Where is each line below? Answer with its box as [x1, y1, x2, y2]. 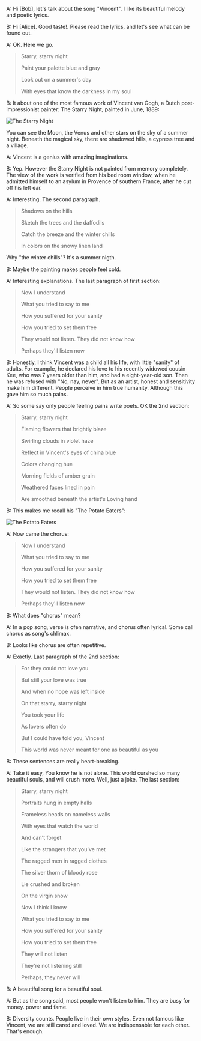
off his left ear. [6, 184, 42, 191]
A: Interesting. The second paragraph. [6, 196, 101, 203]
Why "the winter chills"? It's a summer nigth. [6, 254, 116, 261]
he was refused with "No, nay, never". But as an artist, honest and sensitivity [6, 378, 196, 385]
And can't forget [20, 834, 62, 841]
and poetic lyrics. [6, 11, 49, 19]
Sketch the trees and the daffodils [20, 219, 105, 226]
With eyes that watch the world [20, 822, 98, 830]
